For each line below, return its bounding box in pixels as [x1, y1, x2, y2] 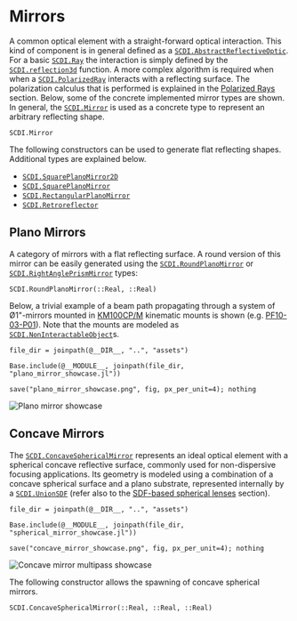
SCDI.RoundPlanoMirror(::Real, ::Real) [9, 285, 157, 294]
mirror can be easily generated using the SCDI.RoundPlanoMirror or [9, 258, 254, 269]
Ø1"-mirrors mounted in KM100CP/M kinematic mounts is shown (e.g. [9, 310, 264, 320]
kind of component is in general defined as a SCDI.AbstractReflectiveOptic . [9, 44, 289, 55]
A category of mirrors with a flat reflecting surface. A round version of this [9, 248, 282, 259]
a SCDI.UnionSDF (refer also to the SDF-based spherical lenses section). [9, 488, 270, 498]
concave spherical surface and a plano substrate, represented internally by [9, 478, 285, 488]
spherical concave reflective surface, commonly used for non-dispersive [9, 459, 277, 470]
